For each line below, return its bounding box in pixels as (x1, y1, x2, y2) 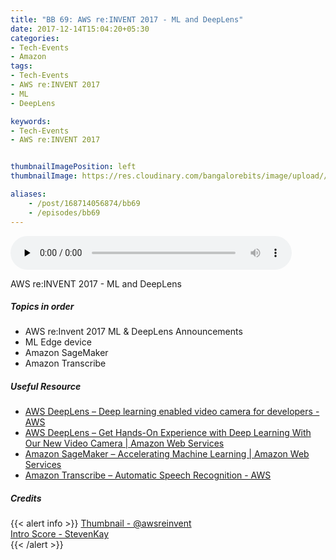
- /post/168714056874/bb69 (28, 198, 141, 208)
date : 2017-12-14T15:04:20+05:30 (10, 24, 150, 34)
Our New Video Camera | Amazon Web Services (24, 437, 225, 450)
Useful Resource (10, 381, 82, 393)
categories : (10, 33, 60, 43)
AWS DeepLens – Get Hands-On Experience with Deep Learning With (24, 427, 312, 439)
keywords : (10, 116, 52, 126)
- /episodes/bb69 (28, 207, 101, 218)
